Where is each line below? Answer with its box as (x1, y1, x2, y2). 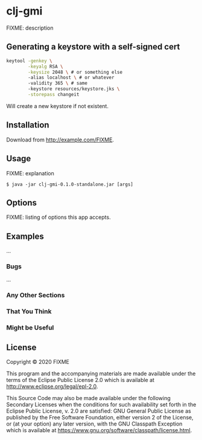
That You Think (6, 307, 52, 315)
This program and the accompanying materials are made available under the (6, 370, 196, 377)
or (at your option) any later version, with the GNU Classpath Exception (6, 420, 183, 427)
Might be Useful (6, 323, 54, 332)
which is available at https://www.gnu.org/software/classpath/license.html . (6, 427, 192, 433)
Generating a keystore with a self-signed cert (6, 42, 180, 52)
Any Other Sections (6, 291, 65, 300)
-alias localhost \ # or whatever (28, 74, 115, 81)
